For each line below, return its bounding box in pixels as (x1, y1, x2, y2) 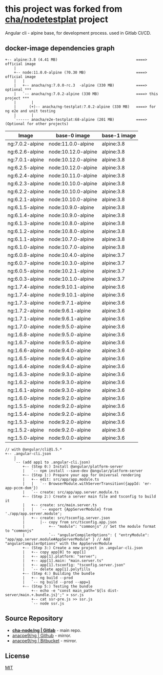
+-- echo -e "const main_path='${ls (31, 588, 106, 593)
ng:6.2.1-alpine (7, 196, 44, 202)
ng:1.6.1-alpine (7, 386, 44, 393)
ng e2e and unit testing (5, 109, 56, 113)
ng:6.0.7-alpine (7, 259, 44, 266)
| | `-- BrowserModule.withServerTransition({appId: (22, 481, 141, 486)
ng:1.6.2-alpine (7, 379, 44, 385)
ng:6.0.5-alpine (7, 268, 44, 274)
